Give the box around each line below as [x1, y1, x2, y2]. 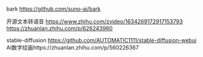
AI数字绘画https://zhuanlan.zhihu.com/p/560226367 [6, 44, 139, 51]
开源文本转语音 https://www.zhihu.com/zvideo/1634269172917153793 [6, 18, 183, 25]
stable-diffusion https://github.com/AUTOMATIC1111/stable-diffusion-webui [6, 37, 197, 44]
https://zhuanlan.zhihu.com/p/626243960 [6, 25, 113, 32]
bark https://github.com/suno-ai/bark [6, 6, 101, 12]
